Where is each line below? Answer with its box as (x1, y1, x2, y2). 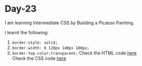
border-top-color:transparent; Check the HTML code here (12, 50, 137, 56)
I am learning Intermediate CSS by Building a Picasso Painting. (5, 20, 134, 26)
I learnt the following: (5, 29, 49, 35)
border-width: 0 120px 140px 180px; (12, 45, 89, 50)
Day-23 (5, 3, 36, 15)
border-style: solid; (12, 40, 58, 45)
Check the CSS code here (12, 55, 66, 61)
